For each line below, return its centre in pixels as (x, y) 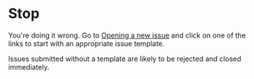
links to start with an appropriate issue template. (86, 43)
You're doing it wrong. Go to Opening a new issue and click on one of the (127, 35)
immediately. (29, 66)
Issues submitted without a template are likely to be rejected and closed (125, 59)
